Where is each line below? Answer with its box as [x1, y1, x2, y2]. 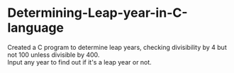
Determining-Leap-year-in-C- [7, 5, 188, 21]
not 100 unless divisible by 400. [7, 51, 100, 59]
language [7, 20, 65, 36]
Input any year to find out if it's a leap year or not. [7, 58, 152, 66]
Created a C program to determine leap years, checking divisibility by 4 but [7, 43, 227, 51]
